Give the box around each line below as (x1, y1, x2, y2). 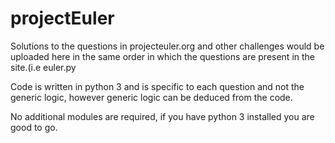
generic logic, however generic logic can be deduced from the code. (10, 91, 293, 103)
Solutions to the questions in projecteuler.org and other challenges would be (10, 40, 325, 52)
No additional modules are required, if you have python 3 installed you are (10, 110, 315, 122)
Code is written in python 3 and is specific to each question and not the (10, 80, 305, 92)
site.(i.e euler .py (10, 61, 77, 73)
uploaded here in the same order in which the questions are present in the (10, 50, 315, 62)
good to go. (10, 121, 58, 133)
